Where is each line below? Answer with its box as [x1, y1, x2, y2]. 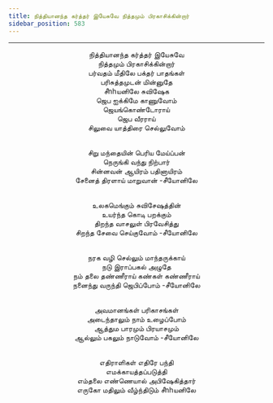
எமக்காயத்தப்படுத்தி [105, 366, 168, 376]
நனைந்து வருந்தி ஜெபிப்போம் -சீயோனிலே [72, 280, 201, 290]
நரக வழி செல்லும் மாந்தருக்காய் [88, 252, 185, 262]
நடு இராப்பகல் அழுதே [101, 261, 172, 271]
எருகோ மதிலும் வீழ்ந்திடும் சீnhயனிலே [76, 384, 197, 395]
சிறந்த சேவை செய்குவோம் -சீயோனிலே [76, 227, 197, 237]
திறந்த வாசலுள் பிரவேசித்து [94, 218, 179, 228]
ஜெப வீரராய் [117, 113, 156, 123]
